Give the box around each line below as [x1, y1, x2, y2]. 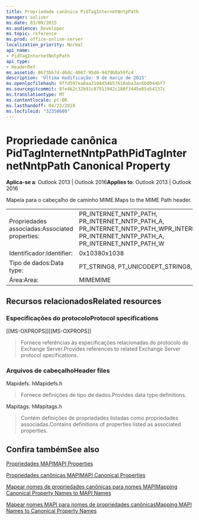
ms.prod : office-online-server [6, 36, 84, 42]
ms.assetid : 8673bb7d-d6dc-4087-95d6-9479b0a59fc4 [6, 70, 134, 75]
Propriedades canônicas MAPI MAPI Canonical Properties [6, 472, 146, 479]
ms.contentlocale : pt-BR [6, 97, 68, 103]
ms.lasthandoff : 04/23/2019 [6, 102, 76, 109]
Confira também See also [6, 444, 99, 455]
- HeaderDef [6, 64, 36, 70]
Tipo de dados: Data [9, 259, 64, 267]
